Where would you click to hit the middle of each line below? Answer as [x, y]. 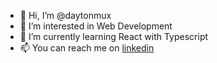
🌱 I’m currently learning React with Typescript [114, 36]
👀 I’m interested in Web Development [96, 26]
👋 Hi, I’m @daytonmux [65, 15]
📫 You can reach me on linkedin [87, 48]
